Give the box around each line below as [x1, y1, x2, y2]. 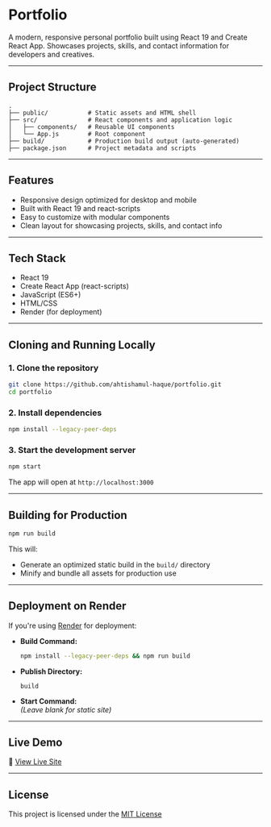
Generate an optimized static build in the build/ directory [19, 559, 211, 569]
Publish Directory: [19, 667, 83, 676]
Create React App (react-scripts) [19, 281, 129, 291]
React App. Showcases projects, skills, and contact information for [8, 40, 230, 50]
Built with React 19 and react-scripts [19, 203, 141, 213]
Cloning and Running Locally [8, 338, 156, 351]
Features [8, 173, 54, 187]
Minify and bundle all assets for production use [19, 568, 177, 578]
